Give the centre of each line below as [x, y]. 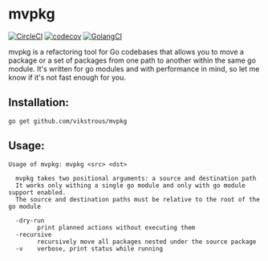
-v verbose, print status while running [89, 249]
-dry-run [30, 220]
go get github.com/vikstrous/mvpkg [68, 121]
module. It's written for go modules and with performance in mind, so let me [134, 68]
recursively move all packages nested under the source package [147, 242]
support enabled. [37, 192]
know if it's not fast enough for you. [67, 77]
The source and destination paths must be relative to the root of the [138, 199]
